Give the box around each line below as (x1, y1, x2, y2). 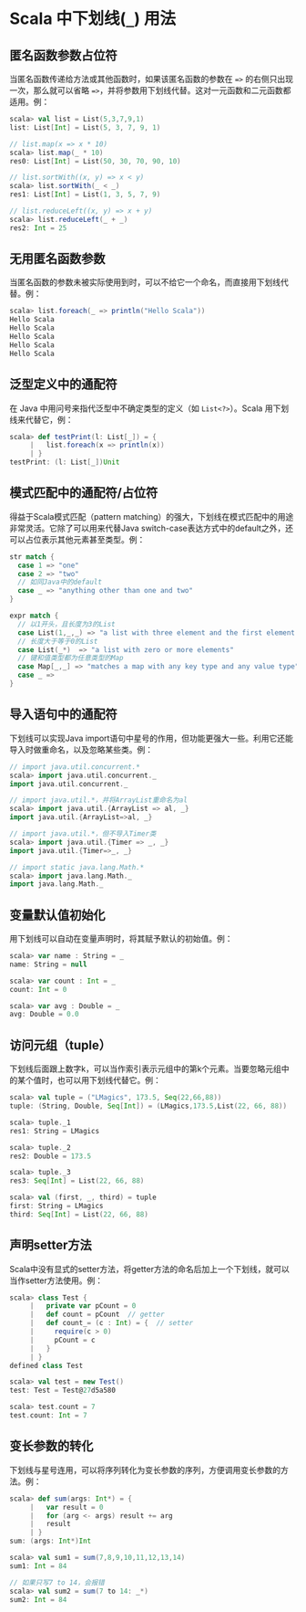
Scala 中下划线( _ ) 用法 (9, 8, 176, 29)
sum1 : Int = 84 (9, 1561, 67, 1571)
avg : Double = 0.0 (9, 1010, 79, 1019)
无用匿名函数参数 (9, 251, 106, 267)
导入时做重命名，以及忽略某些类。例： (9, 743, 153, 754)
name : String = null (9, 960, 88, 969)
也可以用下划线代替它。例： (56, 1075, 161, 1086)
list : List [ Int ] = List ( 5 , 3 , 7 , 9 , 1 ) (9, 122, 161, 132)
